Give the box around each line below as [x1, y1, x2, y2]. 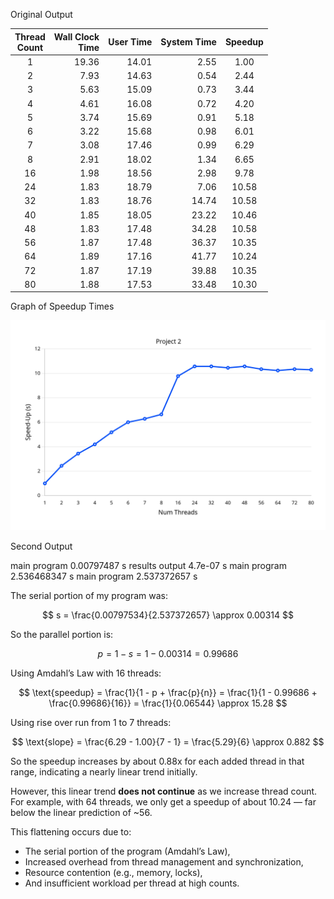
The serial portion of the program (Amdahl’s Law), [24, 845, 231, 857]
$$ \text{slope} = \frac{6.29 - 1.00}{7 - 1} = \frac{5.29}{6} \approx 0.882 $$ [11, 735, 325, 748]
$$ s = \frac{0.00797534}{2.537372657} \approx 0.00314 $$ [41, 609, 294, 621]
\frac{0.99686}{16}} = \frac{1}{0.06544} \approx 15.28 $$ [48, 697, 288, 709]
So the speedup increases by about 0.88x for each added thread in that [10, 755, 305, 767]
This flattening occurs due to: [10, 825, 132, 838]
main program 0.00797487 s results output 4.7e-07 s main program [10, 559, 287, 571]
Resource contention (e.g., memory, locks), [24, 866, 203, 878]
